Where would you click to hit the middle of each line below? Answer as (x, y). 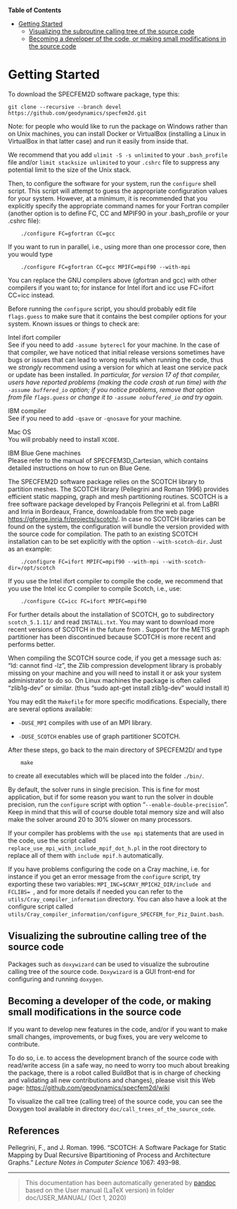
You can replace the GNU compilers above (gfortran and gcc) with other (113, 280)
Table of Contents (35, 10)
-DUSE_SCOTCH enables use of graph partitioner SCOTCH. (99, 736)
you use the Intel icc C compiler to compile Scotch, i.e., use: (95, 588)
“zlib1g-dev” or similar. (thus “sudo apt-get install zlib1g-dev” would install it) (119, 688)
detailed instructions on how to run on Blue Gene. (80, 468)
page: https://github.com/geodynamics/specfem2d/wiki (89, 1087)
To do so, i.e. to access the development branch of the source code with (113, 1058)
